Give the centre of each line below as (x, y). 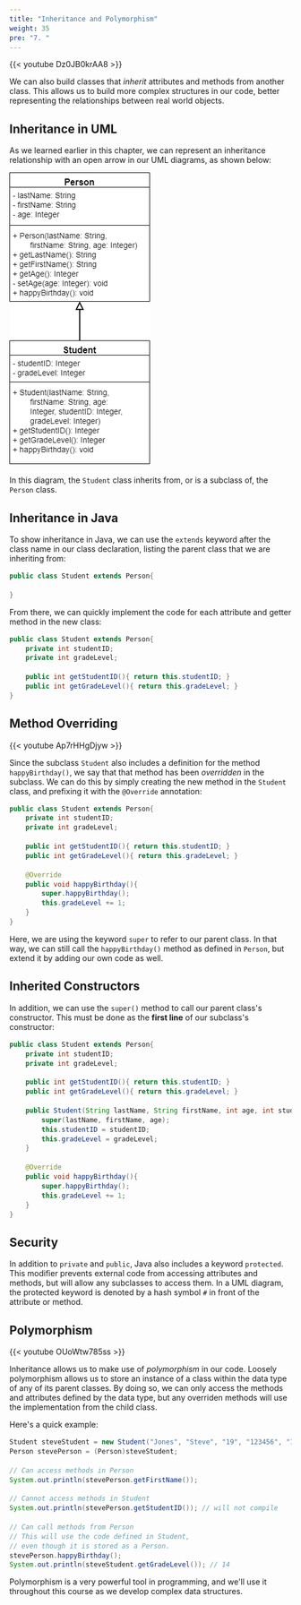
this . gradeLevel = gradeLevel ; (100, 1139)
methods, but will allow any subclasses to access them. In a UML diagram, (146, 1283)
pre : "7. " (30, 38)
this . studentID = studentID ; (96, 1129)
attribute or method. (46, 1302)
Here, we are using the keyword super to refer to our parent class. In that (143, 939)
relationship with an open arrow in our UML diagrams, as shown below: (140, 160)
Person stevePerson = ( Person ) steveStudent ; (94, 1451)
